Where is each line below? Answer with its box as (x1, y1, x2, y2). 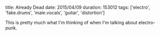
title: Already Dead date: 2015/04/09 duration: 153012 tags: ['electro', (5, 5, 150, 10)
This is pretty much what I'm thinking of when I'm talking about (5, 20, 138, 25)
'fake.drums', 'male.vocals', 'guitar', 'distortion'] (5, 10, 105, 16)
